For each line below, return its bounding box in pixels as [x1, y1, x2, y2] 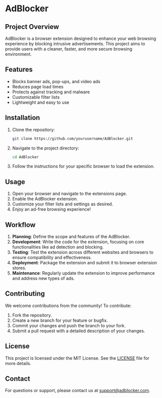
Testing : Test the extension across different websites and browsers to [12, 249, 154, 255]
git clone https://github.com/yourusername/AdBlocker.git [12, 136, 133, 141]
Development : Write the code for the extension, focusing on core [12, 239, 144, 245]
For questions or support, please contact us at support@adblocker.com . [5, 388, 151, 394]
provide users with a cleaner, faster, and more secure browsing [5, 46, 133, 52]
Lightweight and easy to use [12, 99, 69, 105]
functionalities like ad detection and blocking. [12, 244, 104, 250]
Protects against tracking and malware [12, 89, 90, 95]
